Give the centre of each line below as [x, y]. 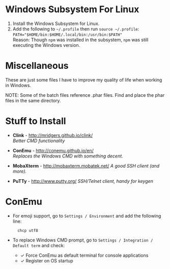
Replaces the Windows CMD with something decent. [68, 156]
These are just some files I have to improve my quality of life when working [84, 79]
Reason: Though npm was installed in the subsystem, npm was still [80, 40]
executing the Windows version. [46, 45]
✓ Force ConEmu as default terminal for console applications [84, 255]
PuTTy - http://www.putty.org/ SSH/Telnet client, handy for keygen [83, 181]
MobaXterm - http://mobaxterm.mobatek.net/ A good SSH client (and [86, 166]
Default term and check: [39, 245]
